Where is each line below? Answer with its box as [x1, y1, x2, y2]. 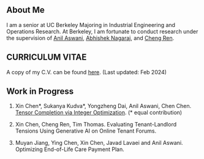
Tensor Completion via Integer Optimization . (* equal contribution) [15, 109, 183, 116]
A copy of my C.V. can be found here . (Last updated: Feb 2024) [6, 68, 167, 76]
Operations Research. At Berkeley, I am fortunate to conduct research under [6, 28, 198, 35]
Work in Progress [6, 86, 74, 97]
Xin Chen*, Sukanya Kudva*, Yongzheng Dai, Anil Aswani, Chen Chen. [15, 103, 192, 110]
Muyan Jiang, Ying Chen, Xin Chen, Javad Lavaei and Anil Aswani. [15, 139, 183, 147]
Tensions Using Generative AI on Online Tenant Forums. [15, 127, 157, 134]
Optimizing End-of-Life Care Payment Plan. [15, 145, 124, 153]
